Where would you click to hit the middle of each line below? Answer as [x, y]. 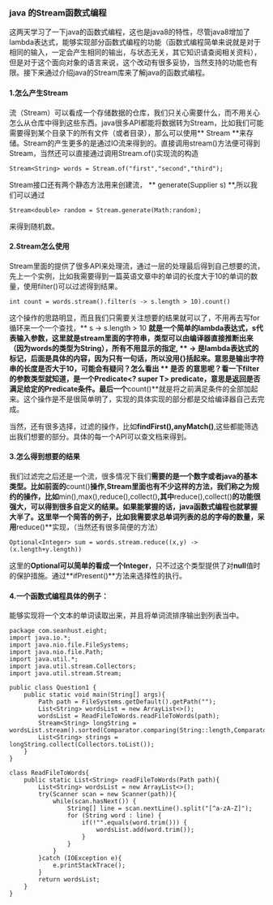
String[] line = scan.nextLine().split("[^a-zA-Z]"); [160, 809]
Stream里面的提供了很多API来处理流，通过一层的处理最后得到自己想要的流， [137, 266]
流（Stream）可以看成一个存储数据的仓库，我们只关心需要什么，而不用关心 [135, 112]
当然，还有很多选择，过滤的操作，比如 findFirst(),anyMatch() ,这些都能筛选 [134, 426]
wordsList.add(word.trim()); [145, 830]
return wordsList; [69, 880]
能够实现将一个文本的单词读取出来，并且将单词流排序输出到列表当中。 [126, 616]
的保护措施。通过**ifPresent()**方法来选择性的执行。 [98, 575]
